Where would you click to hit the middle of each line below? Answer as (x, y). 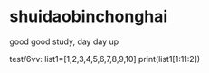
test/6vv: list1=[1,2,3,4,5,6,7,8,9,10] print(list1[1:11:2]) (105, 59)
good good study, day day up (64, 41)
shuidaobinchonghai (89, 17)
